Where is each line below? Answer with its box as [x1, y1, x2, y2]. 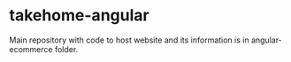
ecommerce [9, 43, 53, 54]
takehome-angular [9, 5, 149, 26]
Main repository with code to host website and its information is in [9, 35, 249, 45]
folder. [54, 43, 79, 54]
